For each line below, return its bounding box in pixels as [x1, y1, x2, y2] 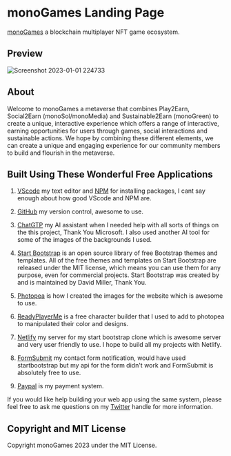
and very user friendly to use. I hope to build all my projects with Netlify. [17, 341, 222, 349]
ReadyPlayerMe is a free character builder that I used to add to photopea [17, 312, 225, 321]
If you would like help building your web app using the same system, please [7, 395, 222, 403]
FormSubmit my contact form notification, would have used [17, 354, 186, 362]
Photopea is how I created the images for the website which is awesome [17, 292, 223, 300]
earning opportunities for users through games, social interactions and [7, 126, 208, 135]
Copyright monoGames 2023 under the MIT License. [7, 441, 157, 450]
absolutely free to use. [17, 368, 81, 377]
